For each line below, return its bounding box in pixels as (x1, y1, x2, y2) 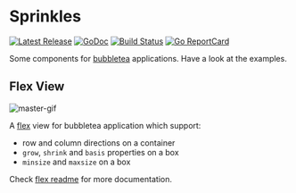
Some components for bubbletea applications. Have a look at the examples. (9, 53, 287, 63)
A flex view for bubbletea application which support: (9, 120, 201, 130)
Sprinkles (9, 6, 82, 27)
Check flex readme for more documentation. (9, 173, 172, 184)
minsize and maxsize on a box (21, 156, 131, 167)
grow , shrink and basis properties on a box (21, 147, 180, 157)
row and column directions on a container (21, 137, 176, 148)
